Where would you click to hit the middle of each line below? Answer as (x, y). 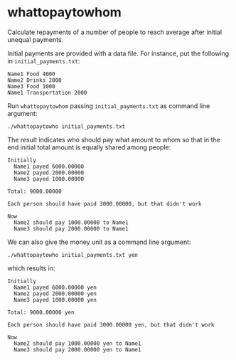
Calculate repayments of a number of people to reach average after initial (115, 32)
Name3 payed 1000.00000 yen (55, 300)
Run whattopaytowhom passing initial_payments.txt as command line (109, 106)
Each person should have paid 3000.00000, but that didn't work (104, 203)
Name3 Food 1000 (31, 86)
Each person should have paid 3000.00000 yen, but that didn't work (111, 324)
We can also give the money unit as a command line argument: (99, 242)
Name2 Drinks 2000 (34, 80)
